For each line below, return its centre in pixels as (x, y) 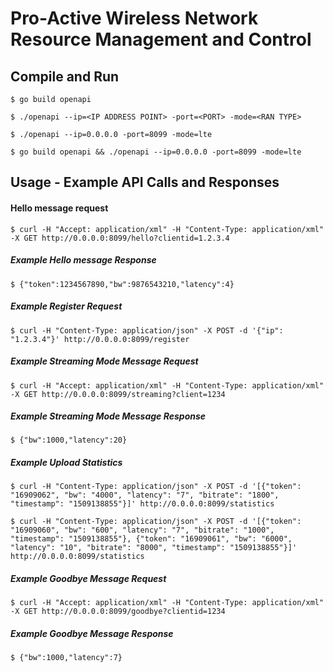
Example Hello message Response (83, 260)
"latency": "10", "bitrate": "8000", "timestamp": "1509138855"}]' (154, 548)
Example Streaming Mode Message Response (108, 416)
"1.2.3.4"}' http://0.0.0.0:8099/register (100, 339)
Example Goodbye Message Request (88, 579)
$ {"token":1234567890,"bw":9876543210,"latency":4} (122, 284)
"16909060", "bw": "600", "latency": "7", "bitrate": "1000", (142, 530)
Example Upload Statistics (66, 463)
